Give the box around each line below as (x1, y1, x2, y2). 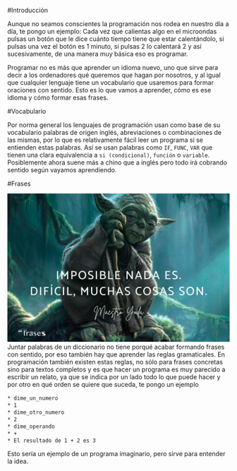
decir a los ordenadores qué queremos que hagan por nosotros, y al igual (7, 71, 221, 79)
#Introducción (7, 6, 48, 14)
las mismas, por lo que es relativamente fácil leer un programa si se (7, 136, 203, 144)
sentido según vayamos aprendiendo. (7, 166, 117, 174)
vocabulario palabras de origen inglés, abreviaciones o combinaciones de (7, 129, 222, 136)
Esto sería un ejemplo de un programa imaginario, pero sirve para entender (7, 449, 226, 458)
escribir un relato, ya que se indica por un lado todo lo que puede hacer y (7, 372, 221, 381)
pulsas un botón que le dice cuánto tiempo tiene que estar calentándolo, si (7, 35, 224, 43)
